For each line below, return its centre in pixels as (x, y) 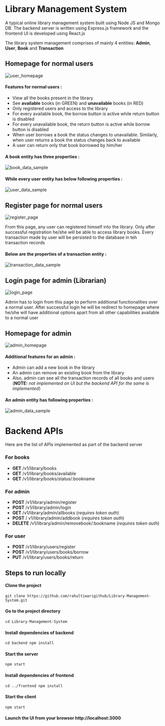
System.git (16, 600)
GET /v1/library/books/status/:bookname (54, 479)
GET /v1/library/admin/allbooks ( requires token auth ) (66, 512)
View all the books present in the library (53, 98)
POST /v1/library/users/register (44, 547)
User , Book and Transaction (34, 48)
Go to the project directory (33, 611)
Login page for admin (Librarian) (56, 280)
